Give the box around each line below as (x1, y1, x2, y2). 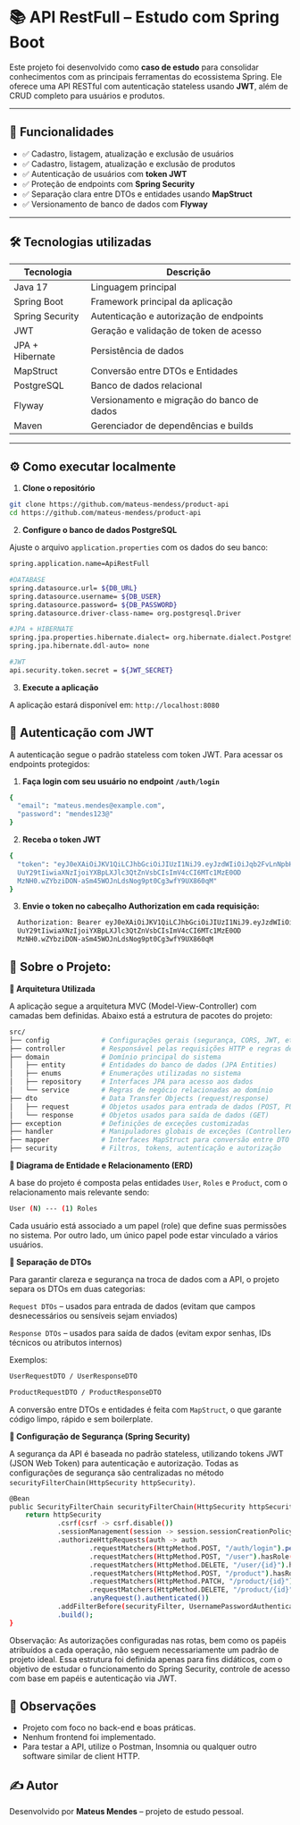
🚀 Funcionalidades (9, 124, 114, 139)
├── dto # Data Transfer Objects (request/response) (9, 1094, 270, 1103)
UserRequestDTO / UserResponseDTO (9, 1372, 138, 1381)
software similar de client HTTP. (21, 1751, 140, 1762)
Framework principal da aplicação (90, 295, 233, 308)
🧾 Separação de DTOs (9, 1256, 92, 1267)
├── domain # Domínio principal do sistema (9, 1052, 221, 1061)
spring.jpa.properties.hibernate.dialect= (9, 633, 170, 642)
